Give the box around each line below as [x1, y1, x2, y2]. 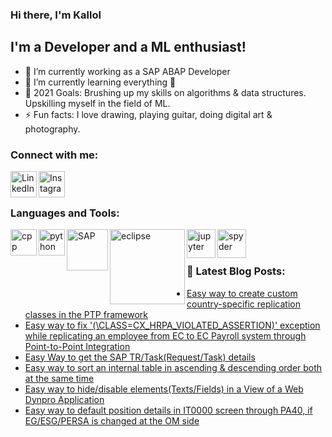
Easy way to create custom [186, 287, 298, 299]
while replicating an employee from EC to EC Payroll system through [24, 329, 307, 342]
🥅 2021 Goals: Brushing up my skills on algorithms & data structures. [24, 86, 307, 98]
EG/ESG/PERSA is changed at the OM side [24, 414, 200, 427]
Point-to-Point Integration [24, 340, 131, 352]
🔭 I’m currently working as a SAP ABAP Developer [24, 65, 231, 77]
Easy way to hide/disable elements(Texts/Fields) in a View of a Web [24, 383, 304, 395]
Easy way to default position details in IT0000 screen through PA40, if [24, 404, 313, 416]
